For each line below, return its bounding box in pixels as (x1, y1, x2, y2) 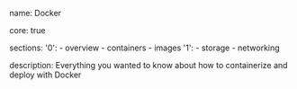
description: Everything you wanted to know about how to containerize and (9, 60, 288, 70)
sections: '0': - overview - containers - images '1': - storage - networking (9, 42, 281, 53)
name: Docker (9, 8, 61, 18)
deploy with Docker (9, 69, 82, 80)
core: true (9, 25, 46, 35)
